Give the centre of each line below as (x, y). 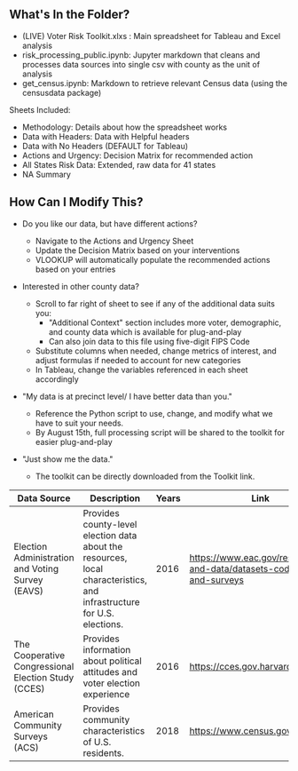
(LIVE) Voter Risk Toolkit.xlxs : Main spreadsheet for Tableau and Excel (151, 36)
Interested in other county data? (81, 286)
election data (110, 535)
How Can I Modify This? (76, 202)
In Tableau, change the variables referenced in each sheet (141, 370)
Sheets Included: (40, 109)
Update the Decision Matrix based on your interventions (137, 250)
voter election (111, 683)
